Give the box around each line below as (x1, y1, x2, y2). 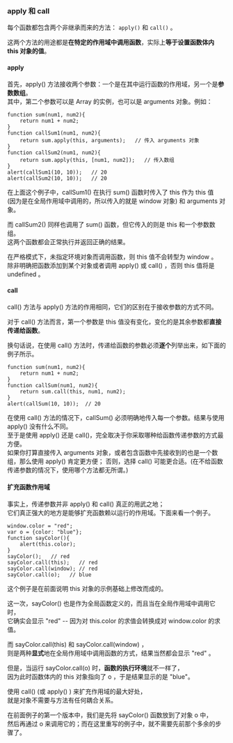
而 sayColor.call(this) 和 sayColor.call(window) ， (7, 640, 148, 648)
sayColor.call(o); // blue (7, 571, 92, 578)
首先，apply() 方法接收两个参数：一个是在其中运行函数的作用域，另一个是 (7, 80, 218, 88)
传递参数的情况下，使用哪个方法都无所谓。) (7, 465, 129, 474)
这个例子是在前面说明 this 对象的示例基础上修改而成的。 (7, 584, 168, 592)
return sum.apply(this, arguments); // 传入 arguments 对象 (19, 137, 200, 144)
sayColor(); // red (7, 553, 70, 560)
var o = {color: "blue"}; (7, 528, 82, 535)
